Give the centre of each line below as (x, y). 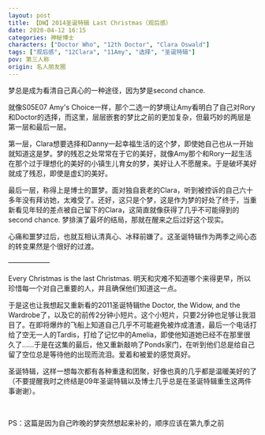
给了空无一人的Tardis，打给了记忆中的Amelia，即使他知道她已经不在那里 (126, 334)
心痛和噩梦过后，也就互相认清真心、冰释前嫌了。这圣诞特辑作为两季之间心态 (132, 236)
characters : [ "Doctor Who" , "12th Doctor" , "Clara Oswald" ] (109, 45)
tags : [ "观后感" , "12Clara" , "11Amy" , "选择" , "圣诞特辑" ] (102, 52)
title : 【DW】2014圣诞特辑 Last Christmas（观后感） (90, 23)
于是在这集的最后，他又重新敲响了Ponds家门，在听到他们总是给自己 (144, 344)
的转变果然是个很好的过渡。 (53, 246)
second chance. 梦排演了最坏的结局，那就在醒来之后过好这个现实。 (118, 219)
